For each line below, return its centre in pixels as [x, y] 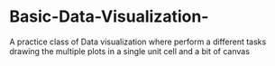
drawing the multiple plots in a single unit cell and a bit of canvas [130, 51]
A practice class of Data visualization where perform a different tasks [138, 42]
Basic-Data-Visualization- [109, 17]
